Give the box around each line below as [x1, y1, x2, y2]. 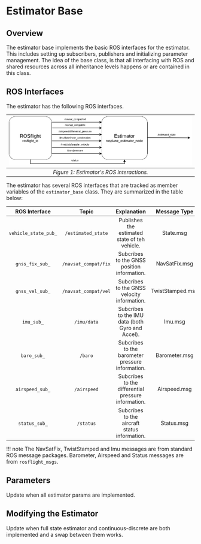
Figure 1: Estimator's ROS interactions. [53, 168, 148, 176]
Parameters [6, 475, 51, 486]
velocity [121, 291, 141, 298]
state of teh [116, 235, 145, 243]
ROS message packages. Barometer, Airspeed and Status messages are [6, 452, 184, 459]
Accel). [121, 331, 140, 338]
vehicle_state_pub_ [8, 231, 57, 237]
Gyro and [119, 324, 142, 331]
